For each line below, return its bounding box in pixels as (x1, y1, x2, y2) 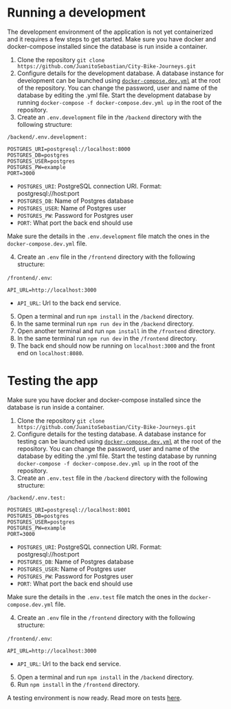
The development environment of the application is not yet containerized (7, 28, 213, 36)
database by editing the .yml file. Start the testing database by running (16, 452, 217, 460)
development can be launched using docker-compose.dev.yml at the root (16, 76, 221, 84)
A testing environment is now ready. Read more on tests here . (7, 693, 182, 701)
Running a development (7, 5, 146, 21)
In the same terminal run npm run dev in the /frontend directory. (16, 334, 197, 342)
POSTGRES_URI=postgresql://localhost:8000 (7, 146, 131, 152)
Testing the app (7, 373, 98, 389)
